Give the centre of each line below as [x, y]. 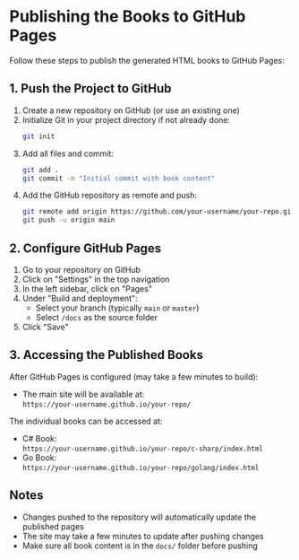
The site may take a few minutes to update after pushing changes [143, 536]
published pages [53, 526]
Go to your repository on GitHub [81, 269]
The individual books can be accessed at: [86, 421]
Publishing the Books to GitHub [128, 17]
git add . [41, 170]
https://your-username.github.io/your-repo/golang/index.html [141, 468]
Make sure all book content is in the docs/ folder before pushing [140, 546]
